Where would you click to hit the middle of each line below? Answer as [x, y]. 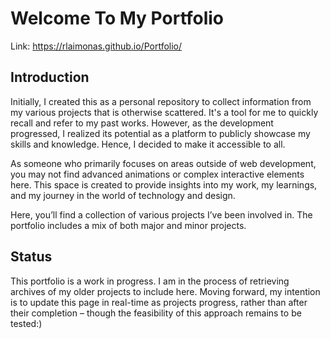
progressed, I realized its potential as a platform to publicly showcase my [160, 133]
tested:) [26, 323]
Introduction [50, 77]
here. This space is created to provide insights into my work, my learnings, [164, 184]
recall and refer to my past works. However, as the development [142, 123]
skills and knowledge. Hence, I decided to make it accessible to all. [148, 144]
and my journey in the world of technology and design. [123, 195]
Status [31, 257]
